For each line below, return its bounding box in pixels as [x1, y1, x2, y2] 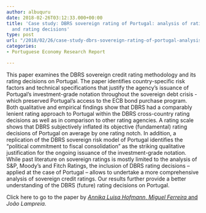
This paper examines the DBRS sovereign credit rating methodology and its [6, 71, 196, 78]
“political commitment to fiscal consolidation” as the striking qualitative [6, 142, 186, 150]
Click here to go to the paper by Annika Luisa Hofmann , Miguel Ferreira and [6, 193, 198, 201]
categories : [6, 43, 37, 50]
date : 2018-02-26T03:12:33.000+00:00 [6, 15, 103, 21]
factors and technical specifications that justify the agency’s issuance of [6, 84, 189, 91]
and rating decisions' [12, 26, 70, 32]
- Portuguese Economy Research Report [6, 49, 105, 55]
